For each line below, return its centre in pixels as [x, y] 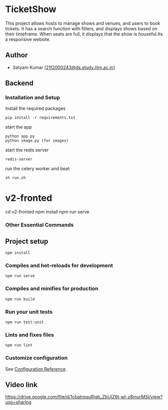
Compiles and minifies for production [52, 288]
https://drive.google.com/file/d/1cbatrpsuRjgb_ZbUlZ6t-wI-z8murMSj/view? [84, 397]
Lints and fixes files [30, 335]
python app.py [20, 136]
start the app [18, 127]
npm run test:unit [24, 322]
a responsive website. [28, 39]
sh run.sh [16, 178]
